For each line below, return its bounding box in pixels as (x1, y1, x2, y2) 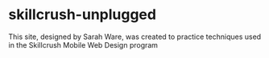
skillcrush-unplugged (8, 6, 157, 24)
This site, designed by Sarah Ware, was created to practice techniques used (8, 32, 262, 41)
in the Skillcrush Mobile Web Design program (8, 40, 159, 49)
